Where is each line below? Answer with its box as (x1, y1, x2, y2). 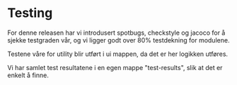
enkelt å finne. (7, 71, 50, 79)
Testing (7, 5, 53, 21)
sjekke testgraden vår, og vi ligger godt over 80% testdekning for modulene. (7, 35, 230, 44)
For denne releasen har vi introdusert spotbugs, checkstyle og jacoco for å (7, 28, 226, 37)
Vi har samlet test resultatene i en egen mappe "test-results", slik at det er (7, 63, 223, 72)
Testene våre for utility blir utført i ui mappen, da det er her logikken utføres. (7, 50, 229, 58)
